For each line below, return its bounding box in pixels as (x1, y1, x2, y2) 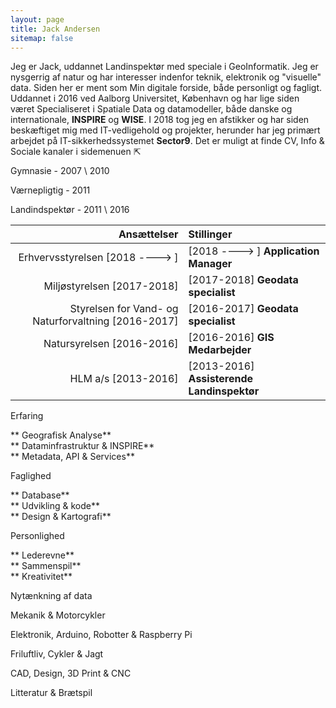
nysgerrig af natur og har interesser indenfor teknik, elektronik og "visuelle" (10, 71, 322, 83)
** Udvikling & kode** (10, 500, 101, 512)
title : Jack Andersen (10, 24, 101, 34)
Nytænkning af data (10, 590, 93, 602)
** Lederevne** (10, 549, 75, 561)
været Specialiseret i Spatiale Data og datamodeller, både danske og (10, 103, 293, 115)
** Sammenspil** (10, 560, 82, 572)
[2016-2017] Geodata (188, 302, 299, 316)
